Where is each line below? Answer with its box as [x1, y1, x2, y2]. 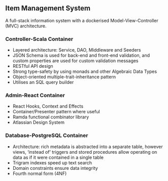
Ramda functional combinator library [12, 114, 89, 120]
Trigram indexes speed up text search [12, 159, 92, 166]
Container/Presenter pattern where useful [12, 109, 100, 115]
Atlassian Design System [12, 119, 65, 125]
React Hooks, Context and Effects [12, 103, 84, 109]
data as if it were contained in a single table [12, 154, 104, 160]
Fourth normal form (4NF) [12, 170, 67, 176]
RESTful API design [12, 63, 53, 69]
